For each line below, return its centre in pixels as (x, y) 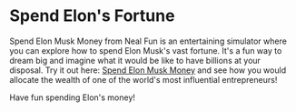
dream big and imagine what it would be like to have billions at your (135, 60)
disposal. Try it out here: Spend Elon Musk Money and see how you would (148, 70)
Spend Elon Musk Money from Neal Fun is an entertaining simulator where (148, 41)
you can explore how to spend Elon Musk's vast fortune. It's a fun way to (146, 50)
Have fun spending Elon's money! (73, 97)
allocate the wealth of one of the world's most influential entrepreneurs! (143, 79)
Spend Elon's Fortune (92, 16)
